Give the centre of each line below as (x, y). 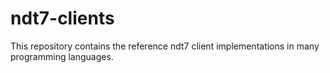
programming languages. (62, 56)
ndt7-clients (62, 18)
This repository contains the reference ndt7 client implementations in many (165, 46)
